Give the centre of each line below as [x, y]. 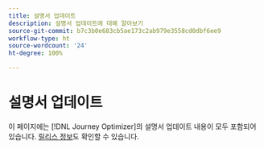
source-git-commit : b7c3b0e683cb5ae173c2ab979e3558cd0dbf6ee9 [115, 31]
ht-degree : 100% [35, 53]
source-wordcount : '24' [48, 46]
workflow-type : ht [39, 38]
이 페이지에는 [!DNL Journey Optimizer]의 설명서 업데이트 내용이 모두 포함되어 [132, 126]
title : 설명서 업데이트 [42, 16]
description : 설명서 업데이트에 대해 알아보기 [76, 23]
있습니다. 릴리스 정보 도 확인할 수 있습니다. [74, 136]
